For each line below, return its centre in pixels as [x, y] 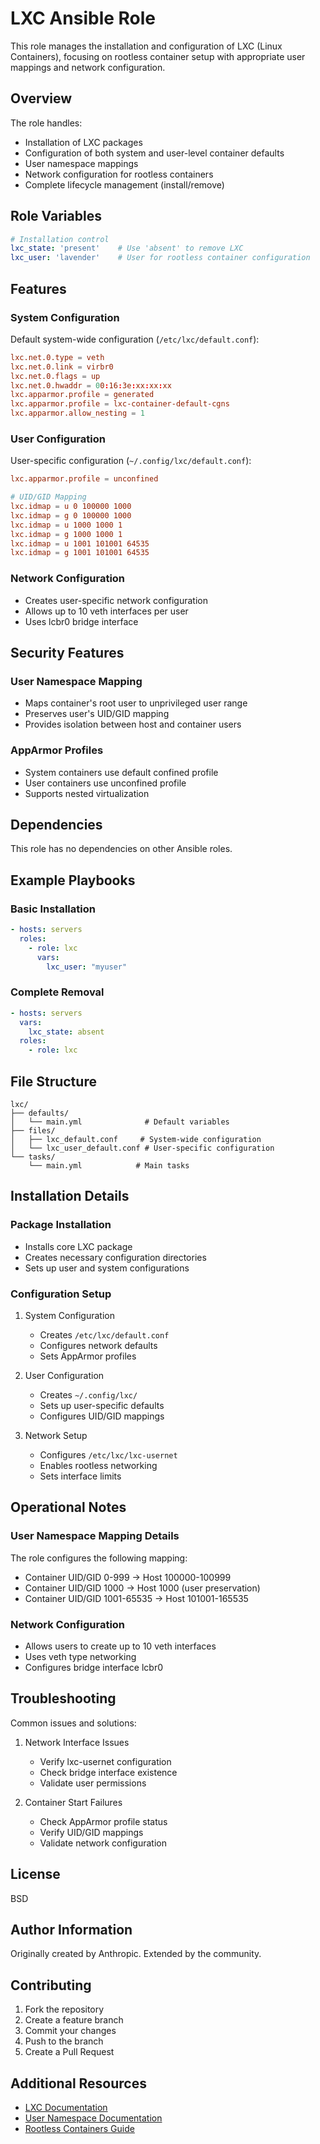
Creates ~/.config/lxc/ [88, 1394]
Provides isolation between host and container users [133, 724]
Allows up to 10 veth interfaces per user [106, 611]
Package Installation [61, 1225]
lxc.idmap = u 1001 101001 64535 [80, 543]
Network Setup [56, 1435]
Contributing [51, 1985]
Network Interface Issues [77, 1742]
